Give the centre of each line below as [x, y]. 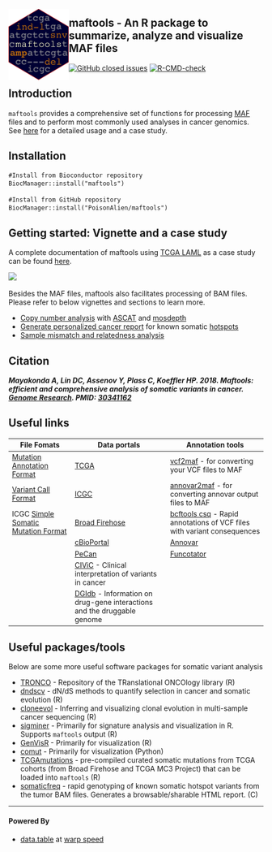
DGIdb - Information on [113, 594]
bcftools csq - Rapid [204, 514]
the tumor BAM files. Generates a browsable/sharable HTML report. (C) [139, 795]
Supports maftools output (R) [68, 734]
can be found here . [40, 262]
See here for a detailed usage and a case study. [88, 130]
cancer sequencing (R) [58, 717]
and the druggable [105, 611]
